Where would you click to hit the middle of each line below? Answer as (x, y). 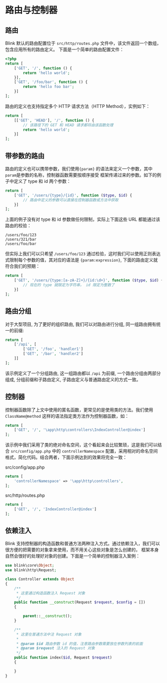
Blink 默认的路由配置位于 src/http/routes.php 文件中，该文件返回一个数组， (83, 43)
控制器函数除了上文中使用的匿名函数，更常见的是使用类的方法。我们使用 (79, 410)
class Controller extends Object (40, 579)
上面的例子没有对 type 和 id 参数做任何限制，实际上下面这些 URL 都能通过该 (83, 219)
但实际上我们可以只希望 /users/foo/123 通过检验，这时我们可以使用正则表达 (83, 254)
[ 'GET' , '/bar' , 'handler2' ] (53, 354)
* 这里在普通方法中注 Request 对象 (49, 634)
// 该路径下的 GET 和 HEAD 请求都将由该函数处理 (68, 125)
